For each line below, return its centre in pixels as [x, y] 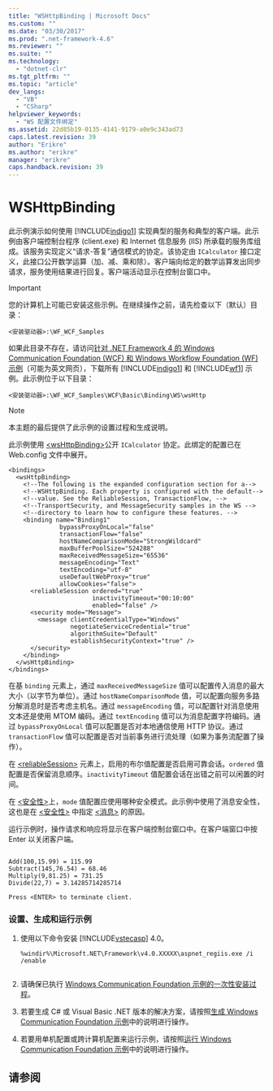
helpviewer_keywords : [45, 115]
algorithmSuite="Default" [114, 634]
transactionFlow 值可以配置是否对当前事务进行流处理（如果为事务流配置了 [133, 736]
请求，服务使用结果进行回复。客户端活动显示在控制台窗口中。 [112, 272]
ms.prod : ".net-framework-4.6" [61, 39]
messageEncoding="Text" [100, 563]
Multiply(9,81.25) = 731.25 [56, 876]
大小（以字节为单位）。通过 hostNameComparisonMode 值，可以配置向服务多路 [134, 696]
